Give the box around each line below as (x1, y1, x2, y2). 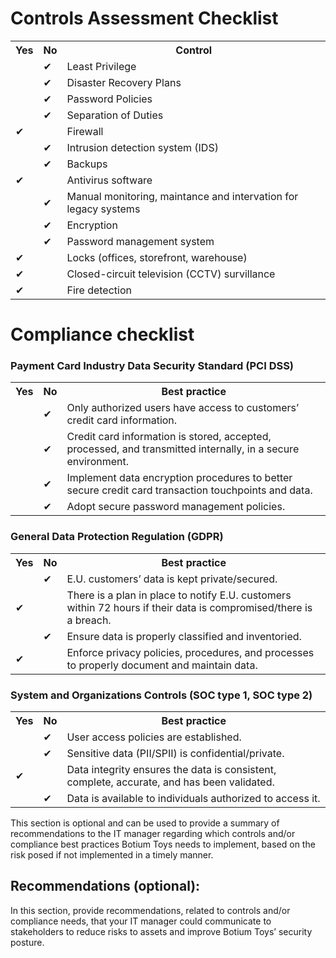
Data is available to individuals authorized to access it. (66, 792, 321, 806)
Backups (66, 157, 108, 171)
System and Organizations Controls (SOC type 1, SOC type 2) (10, 688, 313, 702)
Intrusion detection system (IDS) (66, 140, 219, 154)
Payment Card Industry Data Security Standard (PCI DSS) (10, 359, 295, 373)
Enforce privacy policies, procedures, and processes (66, 645, 315, 659)
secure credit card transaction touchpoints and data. (66, 483, 313, 497)
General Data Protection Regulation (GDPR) (10, 530, 224, 544)
